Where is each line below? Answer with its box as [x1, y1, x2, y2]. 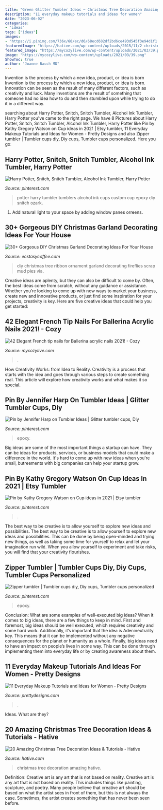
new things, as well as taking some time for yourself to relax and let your [5, 539, 150, 545]
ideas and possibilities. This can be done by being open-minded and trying [5, 534, 155, 540]
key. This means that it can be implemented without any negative [5, 633, 135, 639]
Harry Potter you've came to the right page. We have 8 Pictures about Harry [5, 115, 157, 121]
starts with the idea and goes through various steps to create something [5, 371, 149, 377]
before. [5, 800, 20, 806]
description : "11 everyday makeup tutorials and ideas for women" [5, 12, 142, 17]
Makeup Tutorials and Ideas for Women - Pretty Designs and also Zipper [5, 131, 149, 137]
